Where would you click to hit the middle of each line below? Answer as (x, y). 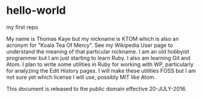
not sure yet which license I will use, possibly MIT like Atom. (81, 77)
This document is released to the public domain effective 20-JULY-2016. (96, 88)
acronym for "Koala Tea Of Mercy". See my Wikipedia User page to (90, 45)
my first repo (22, 27)
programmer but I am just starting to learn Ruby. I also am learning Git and (98, 58)
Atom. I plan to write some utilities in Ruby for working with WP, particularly (100, 64)
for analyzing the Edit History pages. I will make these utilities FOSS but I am (101, 70)
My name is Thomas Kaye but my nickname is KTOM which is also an (93, 38)
